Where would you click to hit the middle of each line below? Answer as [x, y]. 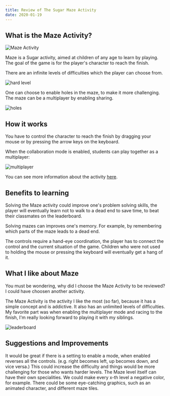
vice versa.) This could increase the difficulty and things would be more [80, 366]
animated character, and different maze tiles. [52, 388]
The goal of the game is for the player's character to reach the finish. [77, 63]
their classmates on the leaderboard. [44, 216]
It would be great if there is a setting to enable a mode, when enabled [78, 356]
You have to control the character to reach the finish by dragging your [78, 136]
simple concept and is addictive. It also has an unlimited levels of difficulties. [85, 306]
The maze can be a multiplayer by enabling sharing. [59, 98]
